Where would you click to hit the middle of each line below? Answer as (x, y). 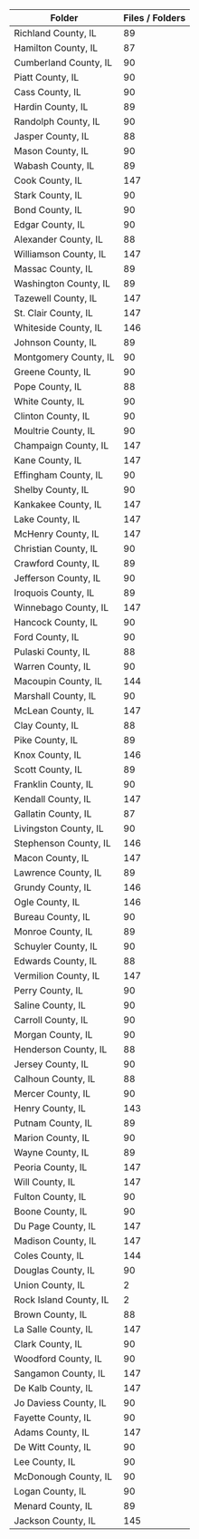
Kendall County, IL (53, 799)
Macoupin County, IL (58, 681)
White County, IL (49, 401)
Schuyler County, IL (56, 946)
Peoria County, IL (51, 1167)
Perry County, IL (48, 990)
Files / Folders (155, 18)
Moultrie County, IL (55, 431)
